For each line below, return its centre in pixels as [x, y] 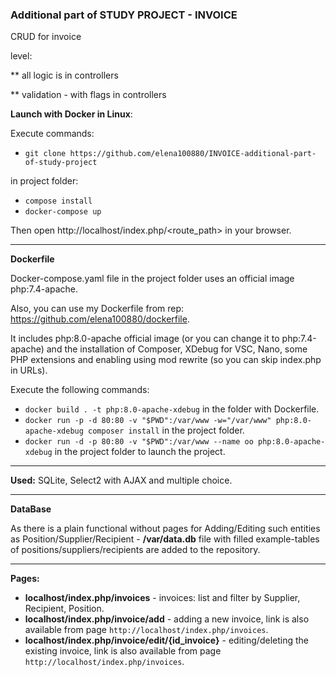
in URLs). [29, 370]
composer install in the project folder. [166, 430]
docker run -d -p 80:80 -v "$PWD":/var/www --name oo [139, 442]
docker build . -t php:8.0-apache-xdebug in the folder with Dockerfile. [172, 409]
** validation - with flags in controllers [88, 95]
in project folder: [44, 181]
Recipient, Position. [64, 609]
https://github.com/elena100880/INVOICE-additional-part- [193, 154]
